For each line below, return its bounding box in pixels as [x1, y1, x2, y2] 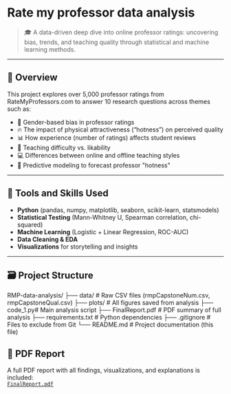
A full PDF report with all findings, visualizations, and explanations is [7, 366, 201, 375]
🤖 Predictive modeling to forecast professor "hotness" [16, 160, 170, 169]
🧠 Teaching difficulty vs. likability [16, 143, 111, 152]
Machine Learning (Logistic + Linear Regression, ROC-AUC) [16, 227, 189, 236]
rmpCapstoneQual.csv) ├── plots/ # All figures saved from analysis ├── [7, 298, 214, 307]
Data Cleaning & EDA [16, 235, 78, 243]
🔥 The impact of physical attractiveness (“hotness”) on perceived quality [16, 125, 223, 134]
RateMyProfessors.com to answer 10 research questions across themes [7, 97, 211, 105]
